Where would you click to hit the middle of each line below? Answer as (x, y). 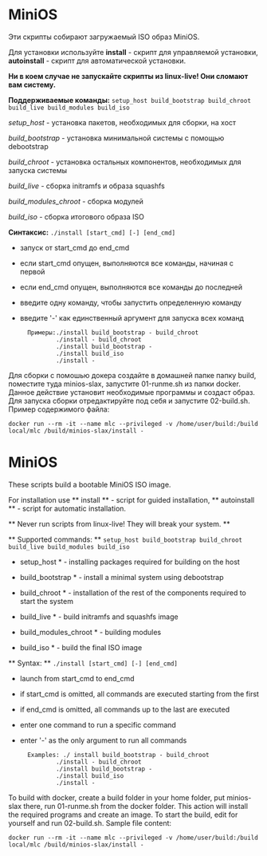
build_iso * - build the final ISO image (81, 647)
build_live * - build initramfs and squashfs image (99, 617)
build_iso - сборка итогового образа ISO (77, 216)
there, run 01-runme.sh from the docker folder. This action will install (136, 806)
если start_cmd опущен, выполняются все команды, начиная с (126, 263)
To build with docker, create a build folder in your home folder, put (117, 797)
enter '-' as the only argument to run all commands (103, 740)
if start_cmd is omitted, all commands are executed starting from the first (139, 694)
